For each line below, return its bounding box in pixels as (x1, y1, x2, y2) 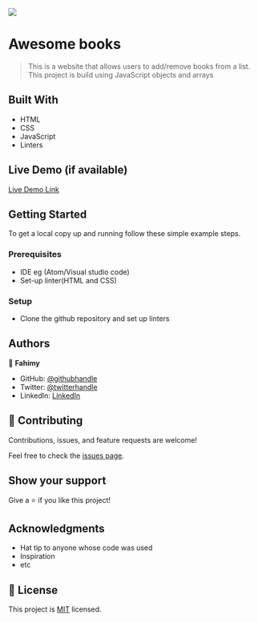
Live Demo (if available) (8, 163, 128, 177)
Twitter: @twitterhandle (19, 382, 98, 391)
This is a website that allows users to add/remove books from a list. (27, 61, 251, 71)
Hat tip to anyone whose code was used (19, 543, 153, 552)
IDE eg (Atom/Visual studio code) (19, 267, 130, 276)
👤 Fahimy (8, 358, 40, 367)
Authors (8, 337, 50, 351)
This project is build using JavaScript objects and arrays (27, 70, 214, 79)
